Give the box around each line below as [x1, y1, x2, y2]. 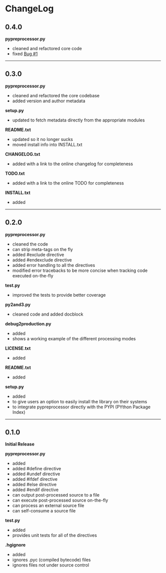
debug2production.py [5, 320, 51, 326]
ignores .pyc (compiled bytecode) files [12, 557, 91, 563]
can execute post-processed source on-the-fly [12, 497, 109, 504]
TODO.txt [5, 170, 25, 176]
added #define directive [12, 466, 61, 472]
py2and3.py [5, 301, 31, 308]
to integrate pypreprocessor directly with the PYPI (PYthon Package [12, 404, 151, 410]
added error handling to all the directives [12, 262, 95, 268]
